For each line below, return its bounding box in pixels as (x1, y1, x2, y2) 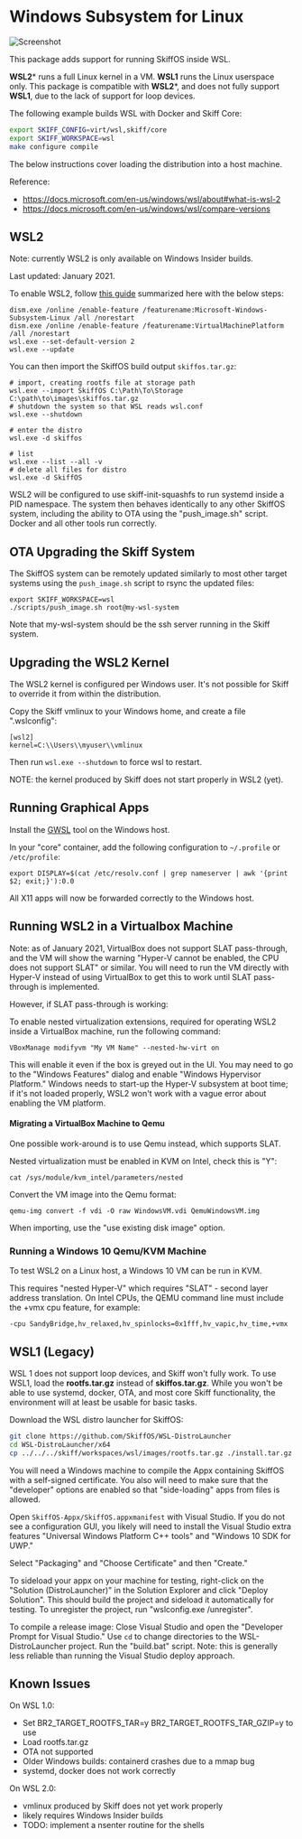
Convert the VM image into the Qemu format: (9, 1189, 177, 1200)
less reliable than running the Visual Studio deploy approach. (9, 1650, 235, 1661)
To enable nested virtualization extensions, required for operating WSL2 (9, 1016, 277, 1027)
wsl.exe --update (9, 345, 75, 354)
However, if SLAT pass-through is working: (9, 998, 169, 1009)
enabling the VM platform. (9, 1097, 106, 1108)
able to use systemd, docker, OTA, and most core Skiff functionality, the (9, 1386, 276, 1397)
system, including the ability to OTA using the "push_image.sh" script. (9, 509, 269, 519)
